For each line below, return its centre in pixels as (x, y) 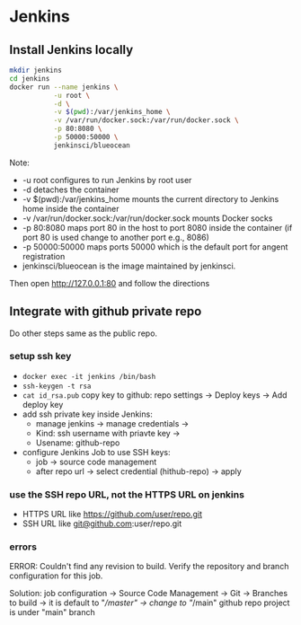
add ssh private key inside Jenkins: (87, 414)
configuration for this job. (56, 576)
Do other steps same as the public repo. (84, 333)
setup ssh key (40, 357)
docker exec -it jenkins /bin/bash (89, 376)
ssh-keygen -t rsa (57, 386)
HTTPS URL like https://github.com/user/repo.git (112, 515)
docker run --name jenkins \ (64, 87)
